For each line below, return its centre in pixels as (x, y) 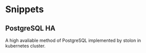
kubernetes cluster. (25, 46)
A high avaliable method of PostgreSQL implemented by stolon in (73, 40)
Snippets (25, 9)
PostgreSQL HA (30, 28)
